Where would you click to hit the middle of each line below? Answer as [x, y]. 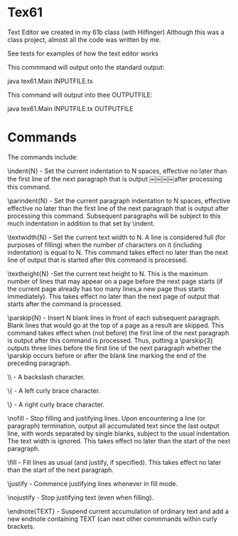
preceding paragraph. [39, 363]
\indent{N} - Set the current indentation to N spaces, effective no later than [117, 171]
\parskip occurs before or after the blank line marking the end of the [107, 355]
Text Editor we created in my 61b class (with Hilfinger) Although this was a [116, 32]
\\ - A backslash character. [46, 377]
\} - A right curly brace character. [56, 404]
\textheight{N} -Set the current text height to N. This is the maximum [108, 273]
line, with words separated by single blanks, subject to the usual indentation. [119, 433]
